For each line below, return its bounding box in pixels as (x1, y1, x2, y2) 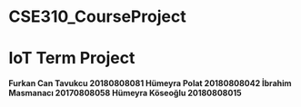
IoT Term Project (8, 48, 135, 69)
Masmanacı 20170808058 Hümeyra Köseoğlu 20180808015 (8, 88, 242, 99)
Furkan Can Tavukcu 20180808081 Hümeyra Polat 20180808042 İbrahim (8, 78, 292, 89)
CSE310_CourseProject (8, 6, 187, 27)
